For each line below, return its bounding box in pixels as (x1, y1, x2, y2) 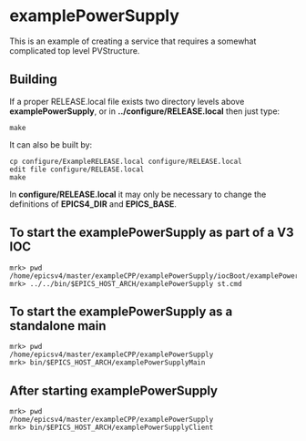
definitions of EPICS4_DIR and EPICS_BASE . (9, 198, 178, 210)
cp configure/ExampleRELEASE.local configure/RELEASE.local (9, 157, 243, 166)
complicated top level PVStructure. (9, 45, 140, 56)
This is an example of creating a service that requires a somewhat (9, 36, 257, 46)
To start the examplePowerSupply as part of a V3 (9, 225, 294, 241)
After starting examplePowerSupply (9, 383, 219, 398)
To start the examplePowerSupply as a (9, 303, 233, 319)
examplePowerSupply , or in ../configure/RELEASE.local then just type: (9, 106, 280, 117)
